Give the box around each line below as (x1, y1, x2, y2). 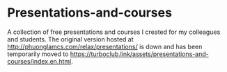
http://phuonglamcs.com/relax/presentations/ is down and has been (7, 42, 203, 51)
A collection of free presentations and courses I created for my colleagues (7, 28, 221, 36)
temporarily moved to (7, 50, 69, 58)
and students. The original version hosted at (7, 35, 134, 43)
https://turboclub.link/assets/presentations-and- (70, 50, 209, 58)
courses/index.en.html (7, 57, 72, 65)
